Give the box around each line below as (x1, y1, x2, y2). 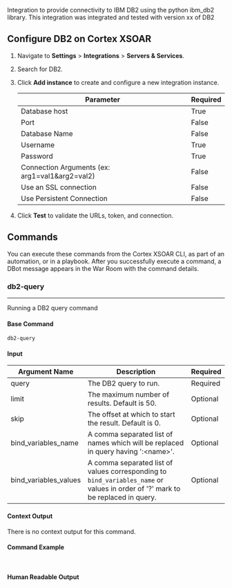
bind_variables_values (10, 475, 81, 485)
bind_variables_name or (87, 475, 164, 485)
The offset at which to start (87, 410, 175, 419)
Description (116, 367, 156, 377)
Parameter (85, 95, 121, 104)
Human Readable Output (7, 573, 79, 581)
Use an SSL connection (20, 182, 97, 192)
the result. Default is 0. (87, 418, 161, 428)
